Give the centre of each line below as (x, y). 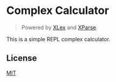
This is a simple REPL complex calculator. (59, 39)
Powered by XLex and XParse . (59, 27)
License (22, 58)
